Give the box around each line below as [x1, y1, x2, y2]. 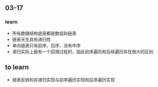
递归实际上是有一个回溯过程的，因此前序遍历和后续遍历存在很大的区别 [12, 48, 154, 54]
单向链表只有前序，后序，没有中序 [12, 43, 81, 48]
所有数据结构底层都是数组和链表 [12, 30, 77, 36]
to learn [5, 63, 29, 71]
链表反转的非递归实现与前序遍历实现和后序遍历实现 [12, 77, 115, 83]
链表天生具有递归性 [12, 36, 51, 42]
